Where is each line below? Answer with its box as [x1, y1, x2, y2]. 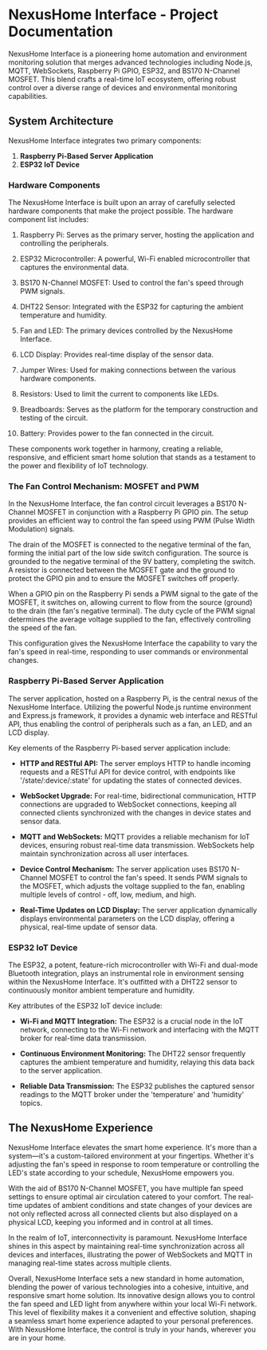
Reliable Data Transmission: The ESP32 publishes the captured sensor [19, 1081, 255, 1091]
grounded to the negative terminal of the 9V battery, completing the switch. [8, 557, 256, 566]
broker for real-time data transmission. [19, 1033, 147, 1043]
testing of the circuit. [19, 413, 88, 423]
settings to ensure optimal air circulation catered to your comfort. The [8, 1191, 237, 1202]
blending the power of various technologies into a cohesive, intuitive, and [8, 1282, 249, 1292]
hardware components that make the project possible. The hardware [8, 206, 234, 216]
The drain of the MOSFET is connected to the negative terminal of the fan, [8, 540, 252, 550]
